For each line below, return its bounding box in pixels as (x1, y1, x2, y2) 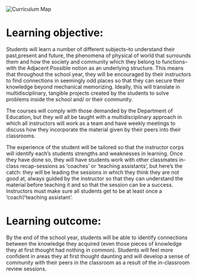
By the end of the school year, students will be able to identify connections (6, 233, 188, 241)
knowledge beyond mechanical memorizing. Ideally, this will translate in (6, 83, 180, 90)
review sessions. (6, 265, 47, 272)
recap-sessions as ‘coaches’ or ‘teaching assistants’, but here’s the (19, 162, 183, 169)
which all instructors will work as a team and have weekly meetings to (6, 120, 176, 127)
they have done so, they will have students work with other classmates (6, 156, 178, 163)
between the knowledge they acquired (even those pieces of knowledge (6, 240, 182, 247)
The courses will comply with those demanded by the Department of (6, 107, 173, 114)
